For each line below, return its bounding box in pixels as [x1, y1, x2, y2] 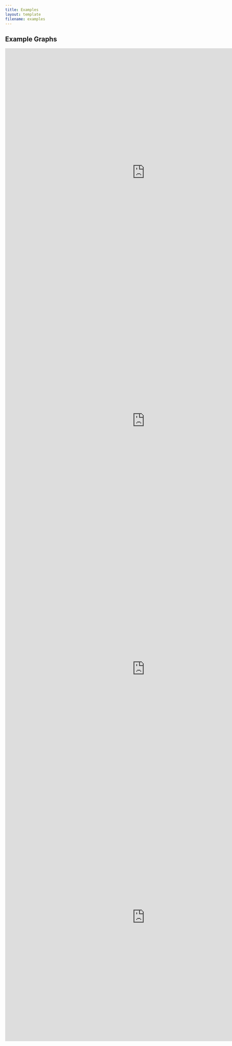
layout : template [5, 12, 41, 17]
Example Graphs [5, 35, 57, 43]
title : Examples [5, 7, 39, 12]
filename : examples [5, 16, 46, 21]
